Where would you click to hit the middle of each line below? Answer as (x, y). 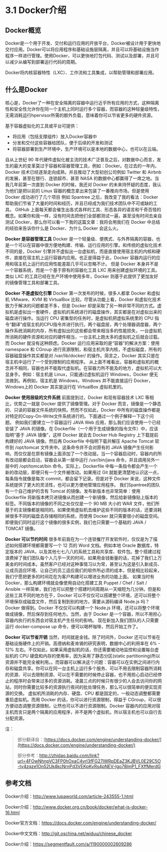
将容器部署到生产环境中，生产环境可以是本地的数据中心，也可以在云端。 (86, 149)
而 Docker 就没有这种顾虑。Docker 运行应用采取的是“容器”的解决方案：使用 (83, 343)
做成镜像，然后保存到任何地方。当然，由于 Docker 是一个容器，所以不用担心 (83, 614)
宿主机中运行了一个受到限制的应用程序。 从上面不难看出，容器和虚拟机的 (80, 362)
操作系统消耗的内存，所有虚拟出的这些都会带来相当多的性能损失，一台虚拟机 (83, 331)
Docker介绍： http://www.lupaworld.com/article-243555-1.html (69, 796)
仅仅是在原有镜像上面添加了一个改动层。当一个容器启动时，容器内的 (88, 453)
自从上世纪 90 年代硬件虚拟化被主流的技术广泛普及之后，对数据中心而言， (81, 159)
